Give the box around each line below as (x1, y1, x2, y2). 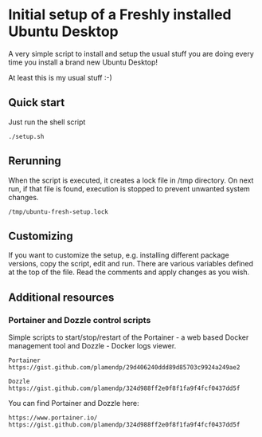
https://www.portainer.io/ (8, 414, 98, 422)
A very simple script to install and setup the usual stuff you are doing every (8, 49, 255, 58)
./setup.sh (8, 132, 45, 140)
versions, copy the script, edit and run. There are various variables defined (8, 259, 253, 269)
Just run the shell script (8, 117, 86, 127)
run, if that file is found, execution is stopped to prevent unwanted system (8, 183, 251, 193)
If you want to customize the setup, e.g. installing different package (8, 250, 229, 260)
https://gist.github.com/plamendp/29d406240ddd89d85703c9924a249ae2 (8, 364, 240, 372)
